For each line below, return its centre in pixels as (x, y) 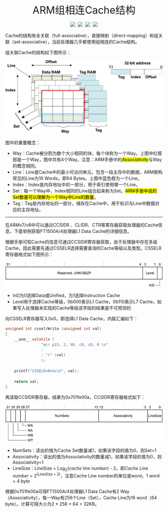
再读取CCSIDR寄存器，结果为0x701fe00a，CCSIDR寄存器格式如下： (75, 397)
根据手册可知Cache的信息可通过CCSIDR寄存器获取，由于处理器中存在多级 (81, 241)
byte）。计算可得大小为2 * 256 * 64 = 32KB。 (52, 504)
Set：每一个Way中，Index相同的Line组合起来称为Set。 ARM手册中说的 (85, 191)
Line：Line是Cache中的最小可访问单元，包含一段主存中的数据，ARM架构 (87, 172)
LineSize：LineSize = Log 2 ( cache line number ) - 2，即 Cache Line (80, 469)
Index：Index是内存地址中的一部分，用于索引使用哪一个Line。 (76, 184)
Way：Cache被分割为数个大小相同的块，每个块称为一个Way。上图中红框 (87, 153)
